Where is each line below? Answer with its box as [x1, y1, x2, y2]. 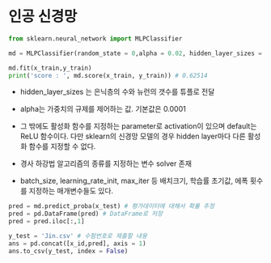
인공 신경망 [8, 7, 78, 26]
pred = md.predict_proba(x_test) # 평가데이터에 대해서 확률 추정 [8, 202, 215, 210]
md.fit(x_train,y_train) [8, 64, 92, 72]
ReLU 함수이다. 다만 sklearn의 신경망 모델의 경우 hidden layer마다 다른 [19, 131, 246, 142]
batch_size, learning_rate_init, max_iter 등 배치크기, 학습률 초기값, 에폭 [19, 176, 248, 186]
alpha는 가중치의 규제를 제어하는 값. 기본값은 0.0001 [19, 104, 186, 114]
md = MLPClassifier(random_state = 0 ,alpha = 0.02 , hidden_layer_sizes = [8, 49, 263, 57]
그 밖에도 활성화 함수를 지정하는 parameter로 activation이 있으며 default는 [19, 121, 257, 131]
